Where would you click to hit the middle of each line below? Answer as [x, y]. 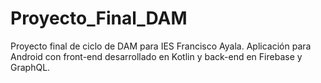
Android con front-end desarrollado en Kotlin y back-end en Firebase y [156, 56]
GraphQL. [30, 67]
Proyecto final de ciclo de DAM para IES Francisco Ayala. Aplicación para [161, 46]
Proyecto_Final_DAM [99, 18]
